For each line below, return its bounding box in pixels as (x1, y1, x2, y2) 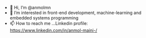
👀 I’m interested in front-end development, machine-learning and (9, 10, 142, 16)
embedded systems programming (9, 15, 79, 20)
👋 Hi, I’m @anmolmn (9, 5, 51, 10)
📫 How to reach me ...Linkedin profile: (9, 20, 88, 26)
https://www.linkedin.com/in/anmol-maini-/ (9, 27, 97, 33)
